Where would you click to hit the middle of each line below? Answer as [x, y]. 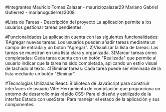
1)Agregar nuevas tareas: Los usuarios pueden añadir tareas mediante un [81, 42]
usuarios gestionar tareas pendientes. [44, 27]
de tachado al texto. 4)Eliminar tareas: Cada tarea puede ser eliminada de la [83, 68]
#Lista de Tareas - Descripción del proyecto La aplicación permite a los [79, 22]
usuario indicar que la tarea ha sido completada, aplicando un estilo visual [81, 63]
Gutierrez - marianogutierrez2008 [40, 12]
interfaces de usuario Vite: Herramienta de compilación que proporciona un [83, 88]
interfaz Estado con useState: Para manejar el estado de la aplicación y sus [83, 99]
